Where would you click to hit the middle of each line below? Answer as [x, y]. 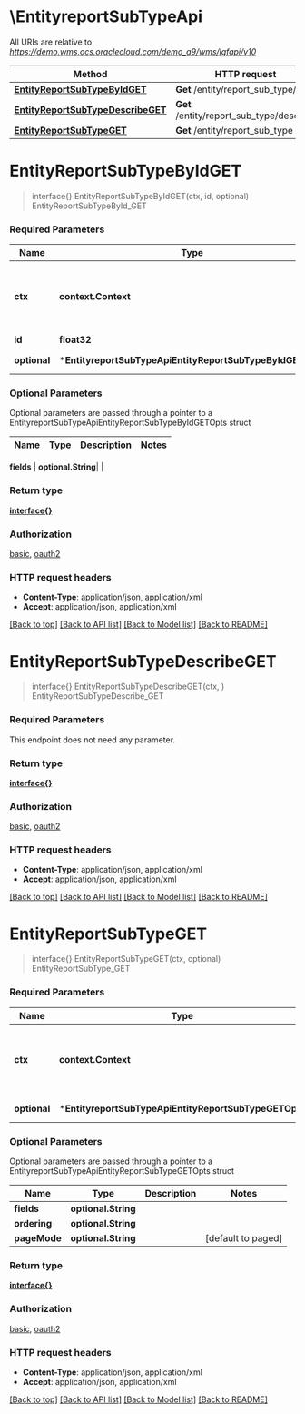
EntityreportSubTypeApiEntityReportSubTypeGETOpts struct [122, 1171]
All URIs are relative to [51, 42]
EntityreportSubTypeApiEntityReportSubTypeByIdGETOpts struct [130, 423]
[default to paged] [244, 1238]
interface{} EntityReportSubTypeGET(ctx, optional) [126, 959]
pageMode [38, 1238]
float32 [75, 340]
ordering [33, 1224]
